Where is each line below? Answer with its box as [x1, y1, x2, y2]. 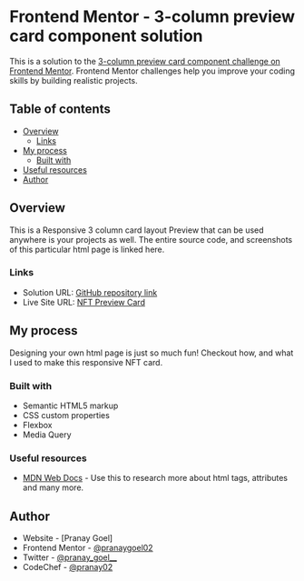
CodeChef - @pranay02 [22, 562, 113, 573]
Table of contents [9, 102, 111, 117]
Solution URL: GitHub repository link [22, 286, 158, 297]
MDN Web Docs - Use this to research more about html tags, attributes [22, 473, 289, 484]
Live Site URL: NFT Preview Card [22, 296, 145, 307]
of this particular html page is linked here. [9, 244, 165, 255]
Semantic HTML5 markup [22, 400, 119, 411]
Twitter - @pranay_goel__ [22, 552, 118, 563]
